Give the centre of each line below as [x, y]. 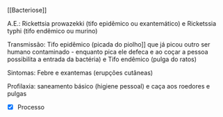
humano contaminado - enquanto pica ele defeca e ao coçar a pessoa [108, 52]
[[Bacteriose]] [27, 10]
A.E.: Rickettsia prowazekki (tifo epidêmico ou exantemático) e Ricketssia [112, 23]
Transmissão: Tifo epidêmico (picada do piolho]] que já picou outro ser [109, 44]
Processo [31, 107]
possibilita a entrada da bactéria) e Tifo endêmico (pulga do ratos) [102, 59]
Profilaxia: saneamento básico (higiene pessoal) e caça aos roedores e [109, 86]
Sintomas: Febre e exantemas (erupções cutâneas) [80, 73]
